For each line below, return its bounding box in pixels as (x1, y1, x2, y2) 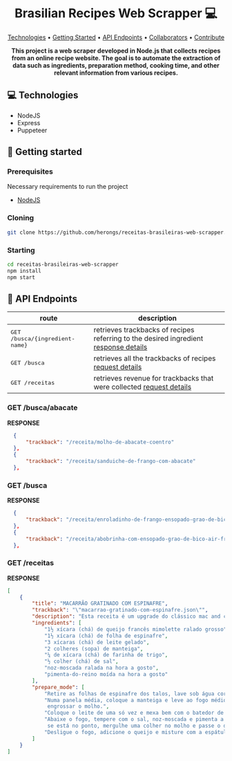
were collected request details (93, 382, 192, 392)
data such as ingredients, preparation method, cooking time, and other (12, 61, 220, 69)
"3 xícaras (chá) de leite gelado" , (43, 639, 150, 645)
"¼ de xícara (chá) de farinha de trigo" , (43, 652, 168, 659)
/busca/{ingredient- (10, 335, 75, 342)
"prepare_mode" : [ (32, 684, 85, 690)
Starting (7, 245, 36, 255)
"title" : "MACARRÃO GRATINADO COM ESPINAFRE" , (32, 600, 168, 607)
